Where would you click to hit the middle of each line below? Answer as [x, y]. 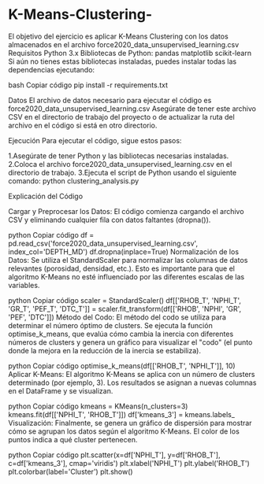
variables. [24, 285]
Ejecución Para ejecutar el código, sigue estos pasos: [95, 140]
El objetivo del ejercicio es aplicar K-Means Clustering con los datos [118, 36]
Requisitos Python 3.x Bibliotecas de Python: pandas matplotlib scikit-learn [130, 53]
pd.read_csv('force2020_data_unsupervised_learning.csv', [103, 243]
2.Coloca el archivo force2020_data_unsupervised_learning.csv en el [120, 164]
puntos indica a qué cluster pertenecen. [73, 439]
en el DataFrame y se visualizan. [61, 390]
